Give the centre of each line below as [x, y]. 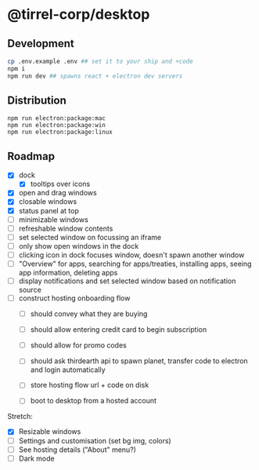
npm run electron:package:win [57, 126]
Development [41, 44]
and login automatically [68, 370]
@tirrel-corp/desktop [79, 15]
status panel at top [49, 210]
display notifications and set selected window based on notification [127, 281]
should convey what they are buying [89, 314]
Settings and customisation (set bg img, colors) [95, 440]
